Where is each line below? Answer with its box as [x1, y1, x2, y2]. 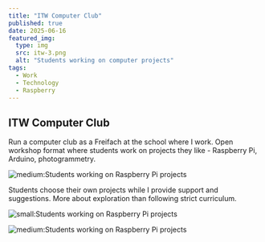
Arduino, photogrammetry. [8, 154, 96, 164]
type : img [15, 42, 48, 50]
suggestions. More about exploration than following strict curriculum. [8, 194, 237, 204]
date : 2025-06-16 [8, 26, 67, 34]
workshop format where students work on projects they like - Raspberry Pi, [8, 146, 258, 155]
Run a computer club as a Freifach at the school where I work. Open [8, 137, 234, 147]
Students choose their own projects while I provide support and [8, 185, 218, 195]
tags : [8, 64, 26, 72]
